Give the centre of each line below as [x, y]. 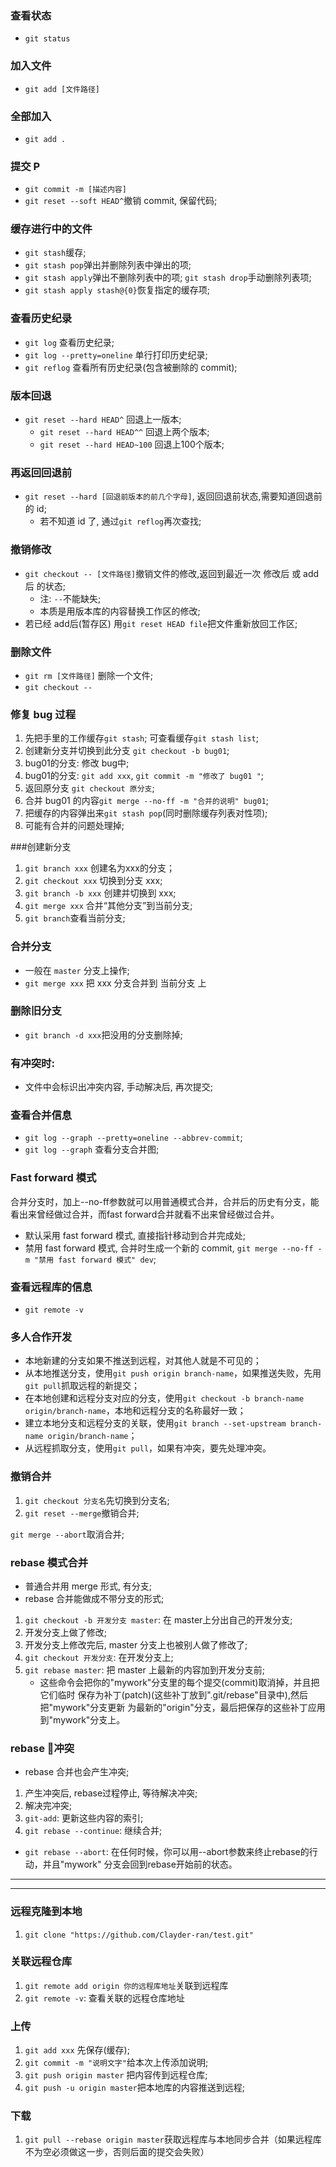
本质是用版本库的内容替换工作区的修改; [120, 611]
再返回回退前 [41, 472]
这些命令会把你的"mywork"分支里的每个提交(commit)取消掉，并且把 [179, 1682]
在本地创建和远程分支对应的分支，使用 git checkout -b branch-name [164, 1398]
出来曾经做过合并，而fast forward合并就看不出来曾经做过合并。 [149, 1214]
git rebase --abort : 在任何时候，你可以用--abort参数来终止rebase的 [167, 1852]
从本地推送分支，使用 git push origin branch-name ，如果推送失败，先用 [173, 1373]
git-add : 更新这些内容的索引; [84, 1818]
